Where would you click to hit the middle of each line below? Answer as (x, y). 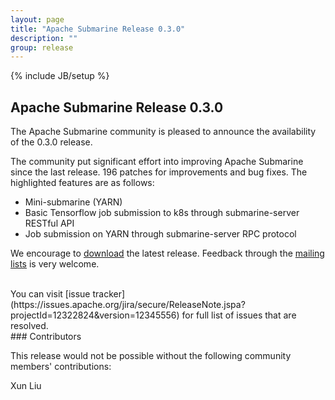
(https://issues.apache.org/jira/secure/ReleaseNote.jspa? (128, 305)
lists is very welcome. (55, 264)
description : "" (44, 38)
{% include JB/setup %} (60, 76)
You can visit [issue (50, 294)
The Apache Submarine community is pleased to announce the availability (163, 132)
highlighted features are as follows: (82, 183)
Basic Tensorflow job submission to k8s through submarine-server (162, 213)
